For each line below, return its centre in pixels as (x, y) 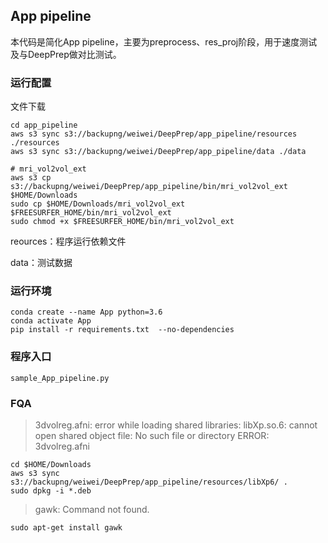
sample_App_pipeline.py (60, 378)
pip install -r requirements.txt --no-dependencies (122, 330)
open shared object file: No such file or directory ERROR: (152, 435)
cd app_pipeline (44, 125)
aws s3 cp (31, 178)
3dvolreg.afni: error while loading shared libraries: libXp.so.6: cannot (176, 425)
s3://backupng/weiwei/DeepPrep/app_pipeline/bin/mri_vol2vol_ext (149, 187)
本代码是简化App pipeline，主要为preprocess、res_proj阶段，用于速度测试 (164, 41)
